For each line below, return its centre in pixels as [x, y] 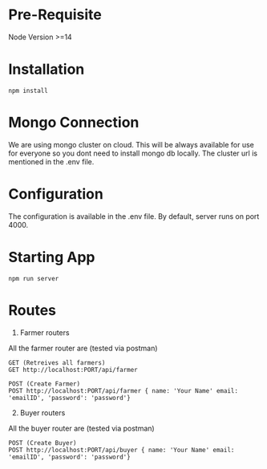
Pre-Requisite [55, 15]
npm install [28, 91]
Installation [47, 69]
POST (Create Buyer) [43, 443]
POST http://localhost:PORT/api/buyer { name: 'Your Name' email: [121, 450]
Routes [32, 310]
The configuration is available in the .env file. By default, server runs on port [134, 216]
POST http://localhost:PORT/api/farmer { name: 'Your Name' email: [123, 390]
